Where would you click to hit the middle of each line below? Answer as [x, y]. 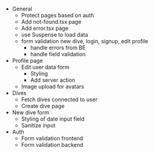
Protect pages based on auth [58, 15]
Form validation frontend [52, 138]
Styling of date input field [53, 119]
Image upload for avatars [53, 87]
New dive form [31, 112]
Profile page [27, 61]
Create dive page [43, 106]
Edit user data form [45, 67]
